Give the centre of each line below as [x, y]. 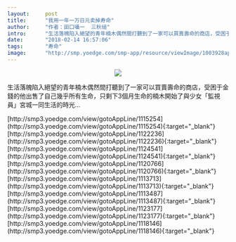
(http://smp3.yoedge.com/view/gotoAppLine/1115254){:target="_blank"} [111, 126]
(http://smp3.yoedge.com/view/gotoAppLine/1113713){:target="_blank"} [111, 186]
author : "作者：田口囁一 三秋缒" [59, 27]
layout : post [33, 14]
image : [17, 53]
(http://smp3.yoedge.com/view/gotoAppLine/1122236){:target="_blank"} [112, 141]
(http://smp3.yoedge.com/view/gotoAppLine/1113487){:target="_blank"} [111, 200]
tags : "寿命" [35, 46]
